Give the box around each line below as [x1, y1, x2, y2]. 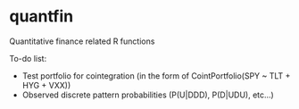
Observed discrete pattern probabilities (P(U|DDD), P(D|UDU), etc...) [21, 89, 274, 100]
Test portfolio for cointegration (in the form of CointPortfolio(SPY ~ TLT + [21, 70, 291, 81]
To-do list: [9, 53, 47, 63]
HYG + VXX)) [21, 80, 71, 90]
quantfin [9, 6, 74, 27]
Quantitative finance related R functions [9, 36, 155, 46]
